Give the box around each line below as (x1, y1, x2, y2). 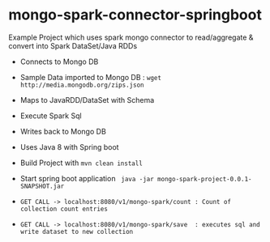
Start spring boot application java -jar (19, 173, 154, 183)
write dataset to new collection (19, 227, 134, 236)
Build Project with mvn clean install (19, 158, 144, 168)
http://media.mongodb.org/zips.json (19, 81, 144, 89)
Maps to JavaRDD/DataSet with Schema (19, 95, 155, 104)
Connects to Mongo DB (19, 57, 99, 66)
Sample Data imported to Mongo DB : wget (19, 72, 162, 82)
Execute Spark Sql (19, 111, 83, 121)
